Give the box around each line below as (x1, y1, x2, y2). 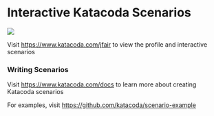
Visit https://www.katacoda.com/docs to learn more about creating (7, 80, 197, 89)
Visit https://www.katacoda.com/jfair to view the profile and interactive (7, 40, 208, 49)
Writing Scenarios (7, 65, 69, 74)
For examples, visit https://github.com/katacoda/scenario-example (7, 101, 196, 109)
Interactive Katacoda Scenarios (7, 5, 191, 21)
